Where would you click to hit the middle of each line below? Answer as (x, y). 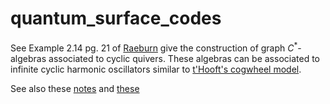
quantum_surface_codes (116, 18)
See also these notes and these (75, 88)
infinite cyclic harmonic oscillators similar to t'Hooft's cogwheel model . (156, 69)
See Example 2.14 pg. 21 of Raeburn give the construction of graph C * (154, 47)
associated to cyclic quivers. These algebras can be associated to (184, 58)
